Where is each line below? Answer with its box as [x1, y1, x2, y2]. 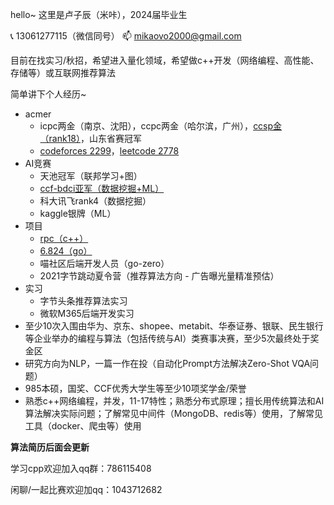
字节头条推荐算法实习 [39, 295, 128, 307]
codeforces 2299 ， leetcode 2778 [39, 145, 180, 157]
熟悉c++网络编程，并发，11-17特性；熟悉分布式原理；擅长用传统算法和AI [24, 395, 325, 407]
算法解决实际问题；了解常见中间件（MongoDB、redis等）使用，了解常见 [24, 408, 323, 419]
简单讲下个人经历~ [10, 88, 87, 100]
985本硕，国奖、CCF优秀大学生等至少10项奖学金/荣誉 [24, 383, 247, 394]
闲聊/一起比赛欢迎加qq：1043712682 [10, 484, 163, 495]
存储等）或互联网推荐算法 [10, 67, 116, 78]
